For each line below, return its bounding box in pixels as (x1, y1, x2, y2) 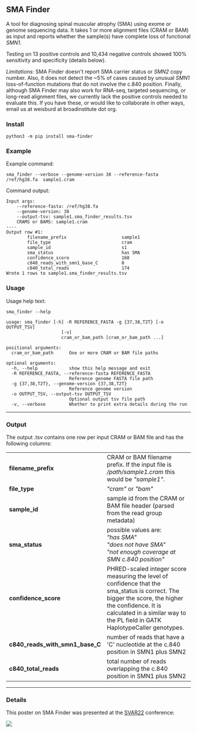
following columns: (6, 440, 52, 447)
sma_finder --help (6, 308, 51, 315)
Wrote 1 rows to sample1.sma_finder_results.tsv (6, 270, 127, 277)
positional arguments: (6, 345, 62, 351)
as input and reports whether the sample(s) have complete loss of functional (6, 32, 191, 40)
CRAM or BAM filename (106, 453, 172, 461)
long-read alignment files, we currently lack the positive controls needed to (6, 93, 188, 100)
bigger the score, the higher (106, 594, 184, 602)
